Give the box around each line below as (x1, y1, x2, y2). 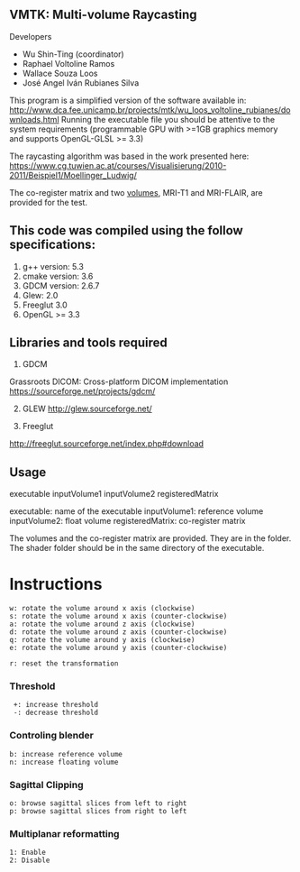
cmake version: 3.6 (22, 271, 94, 281)
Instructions (9, 574, 103, 594)
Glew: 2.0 (22, 289, 59, 300)
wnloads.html (9, 114, 60, 124)
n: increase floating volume (9, 757, 119, 766)
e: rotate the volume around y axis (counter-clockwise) (9, 644, 228, 653)
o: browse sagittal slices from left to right (9, 799, 187, 808)
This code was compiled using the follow (9, 223, 243, 238)
